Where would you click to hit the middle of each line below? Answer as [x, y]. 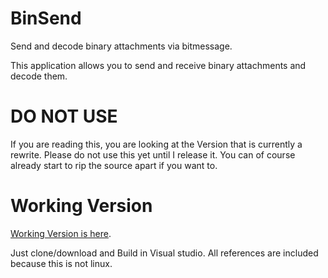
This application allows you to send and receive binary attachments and [158, 65]
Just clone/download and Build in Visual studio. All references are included [164, 253]
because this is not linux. [61, 263]
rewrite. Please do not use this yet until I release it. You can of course [153, 154]
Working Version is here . [61, 233]
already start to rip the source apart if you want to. [114, 165]
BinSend [46, 18]
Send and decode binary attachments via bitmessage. [121, 46]
